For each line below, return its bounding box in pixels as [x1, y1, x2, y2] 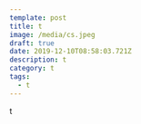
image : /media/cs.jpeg [9, 30, 96, 39]
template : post [9, 13, 67, 23]
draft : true [9, 38, 55, 48]
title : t [9, 22, 43, 31]
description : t [9, 55, 67, 64]
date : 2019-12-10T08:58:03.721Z [9, 47, 132, 56]
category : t [9, 64, 55, 73]
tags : [9, 72, 30, 81]
